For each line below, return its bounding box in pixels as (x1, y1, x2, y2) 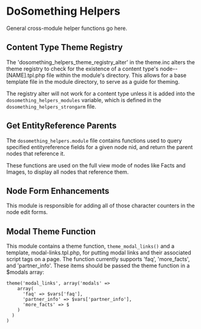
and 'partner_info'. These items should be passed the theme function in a (6, 262, 190, 270)
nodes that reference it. (6, 150, 65, 157)
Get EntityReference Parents (6, 120, 117, 131)
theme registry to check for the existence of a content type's (6, 65, 159, 72)
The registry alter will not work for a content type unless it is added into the (6, 90, 195, 97)
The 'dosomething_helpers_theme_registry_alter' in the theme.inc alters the (6, 58, 196, 65)
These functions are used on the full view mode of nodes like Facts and (6, 161, 186, 169)
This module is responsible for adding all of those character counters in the (6, 202, 195, 209)
